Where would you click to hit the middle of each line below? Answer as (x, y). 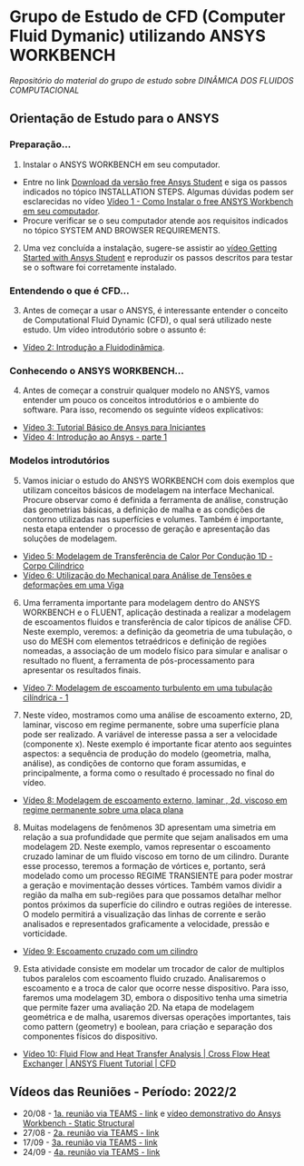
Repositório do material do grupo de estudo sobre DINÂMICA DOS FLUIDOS (152, 80)
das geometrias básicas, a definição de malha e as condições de (144, 509)
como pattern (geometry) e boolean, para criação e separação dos (147, 1026)
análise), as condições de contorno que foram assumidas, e (134, 763)
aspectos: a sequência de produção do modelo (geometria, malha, (147, 753)
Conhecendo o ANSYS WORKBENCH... (97, 371)
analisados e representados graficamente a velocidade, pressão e (146, 924)
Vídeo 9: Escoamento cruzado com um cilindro (110, 951)
